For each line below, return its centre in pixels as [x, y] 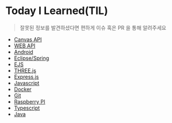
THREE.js [25, 70]
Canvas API [28, 39]
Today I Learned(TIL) [57, 11]
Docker [23, 89]
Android [23, 52]
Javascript [27, 83]
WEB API [24, 46]
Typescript [27, 108]
